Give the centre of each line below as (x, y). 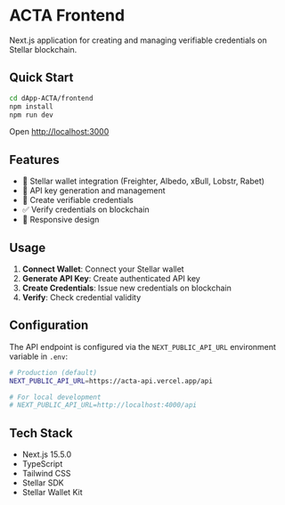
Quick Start (41, 78)
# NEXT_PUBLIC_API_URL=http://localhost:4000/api (103, 405)
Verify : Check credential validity (81, 297)
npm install (31, 106)
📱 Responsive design (61, 220)
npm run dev (31, 115)
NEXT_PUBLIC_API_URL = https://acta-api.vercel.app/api (111, 381)
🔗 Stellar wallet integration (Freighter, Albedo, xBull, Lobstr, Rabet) (143, 181)
